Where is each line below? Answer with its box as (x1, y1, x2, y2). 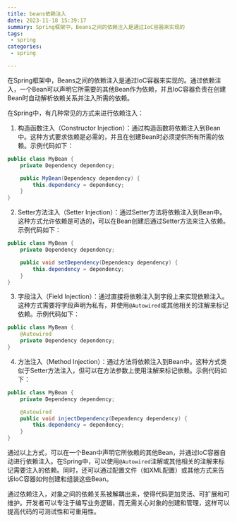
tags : (7, 30, 23, 37)
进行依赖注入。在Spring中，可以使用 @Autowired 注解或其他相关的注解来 (13, 457, 219, 466)
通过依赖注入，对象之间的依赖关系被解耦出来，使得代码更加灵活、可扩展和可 (7, 490, 230, 498)
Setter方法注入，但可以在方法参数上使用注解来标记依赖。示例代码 (30, 366, 221, 375)
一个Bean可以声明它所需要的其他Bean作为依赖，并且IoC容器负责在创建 (19, 85, 226, 93)
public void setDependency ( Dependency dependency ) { (20, 259, 178, 266)
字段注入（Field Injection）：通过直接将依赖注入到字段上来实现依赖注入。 (17, 292, 229, 301)
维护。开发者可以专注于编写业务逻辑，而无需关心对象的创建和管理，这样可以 (7, 499, 230, 506)
